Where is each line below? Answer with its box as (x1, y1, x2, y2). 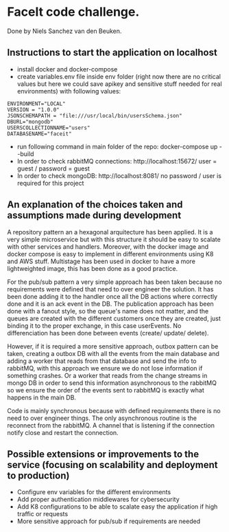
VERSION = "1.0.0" (7, 106, 60, 113)
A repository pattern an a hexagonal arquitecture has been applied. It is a (7, 228, 213, 236)
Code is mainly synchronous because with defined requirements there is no (7, 406, 221, 414)
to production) (7, 469, 70, 481)
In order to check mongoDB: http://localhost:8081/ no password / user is (16, 171, 221, 179)
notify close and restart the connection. (7, 428, 119, 436)
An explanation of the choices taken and (7, 199, 183, 210)
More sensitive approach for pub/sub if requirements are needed (16, 517, 201, 526)
